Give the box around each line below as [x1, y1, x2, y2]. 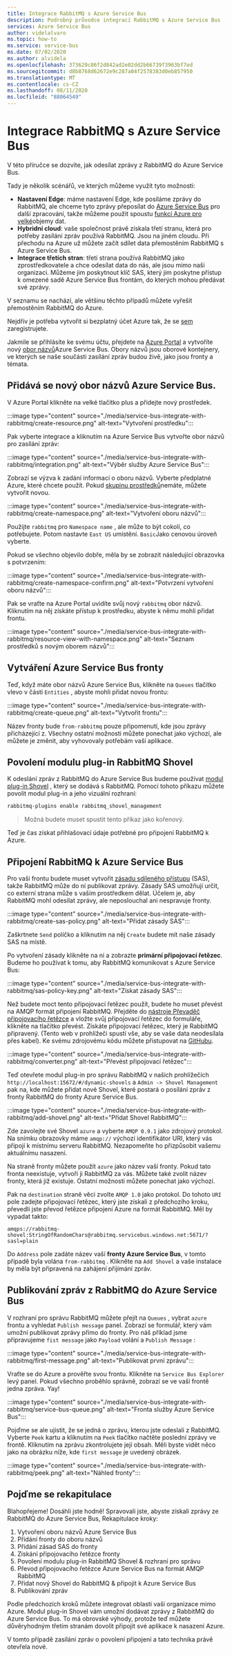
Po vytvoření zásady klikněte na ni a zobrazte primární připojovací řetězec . [7, 951, 223, 960]
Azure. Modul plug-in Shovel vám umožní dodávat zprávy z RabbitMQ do [7, 1607, 215, 1615]
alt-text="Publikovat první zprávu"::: [91, 1356, 195, 1365]
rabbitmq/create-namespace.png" [7, 509, 105, 517]
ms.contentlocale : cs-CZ [7, 81, 79, 88]
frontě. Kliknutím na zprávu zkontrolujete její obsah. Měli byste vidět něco [7, 1441, 216, 1449]
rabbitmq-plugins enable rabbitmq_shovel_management [7, 802, 162, 810]
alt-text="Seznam [144, 635, 195, 643]
